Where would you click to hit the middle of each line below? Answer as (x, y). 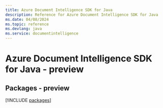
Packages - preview (37, 88)
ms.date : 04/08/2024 (27, 19)
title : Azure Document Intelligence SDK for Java (59, 10)
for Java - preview (45, 69)
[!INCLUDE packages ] (28, 100)
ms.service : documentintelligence (42, 33)
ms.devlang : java (24, 29)
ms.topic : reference (27, 24)
